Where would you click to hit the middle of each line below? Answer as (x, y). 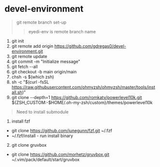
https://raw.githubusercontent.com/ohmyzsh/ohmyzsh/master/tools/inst (83, 87)
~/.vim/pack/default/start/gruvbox (45, 159)
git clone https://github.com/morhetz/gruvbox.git (60, 154)
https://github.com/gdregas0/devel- (90, 46)
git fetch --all (25, 67)
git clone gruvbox (29, 145)
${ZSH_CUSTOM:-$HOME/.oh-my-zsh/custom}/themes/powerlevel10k (82, 102)
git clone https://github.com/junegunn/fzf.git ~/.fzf (62, 130)
